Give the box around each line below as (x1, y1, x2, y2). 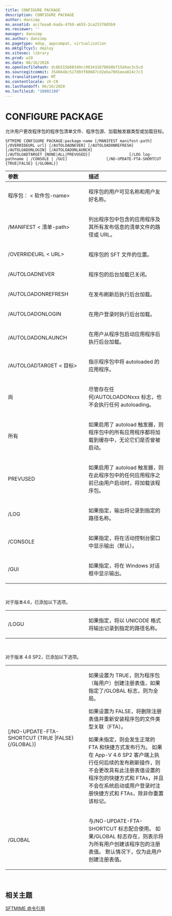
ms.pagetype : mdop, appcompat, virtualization (5, 41, 106, 46)
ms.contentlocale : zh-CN (5, 79, 58, 84)
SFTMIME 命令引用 (5, 905, 45, 911)
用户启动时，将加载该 (104, 479, 156, 486)
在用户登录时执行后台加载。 (89, 311, 156, 318)
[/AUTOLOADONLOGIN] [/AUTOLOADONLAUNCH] (5, 147, 93, 153)
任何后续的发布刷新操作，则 (94, 759, 161, 766)
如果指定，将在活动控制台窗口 (89, 535, 161, 542)
